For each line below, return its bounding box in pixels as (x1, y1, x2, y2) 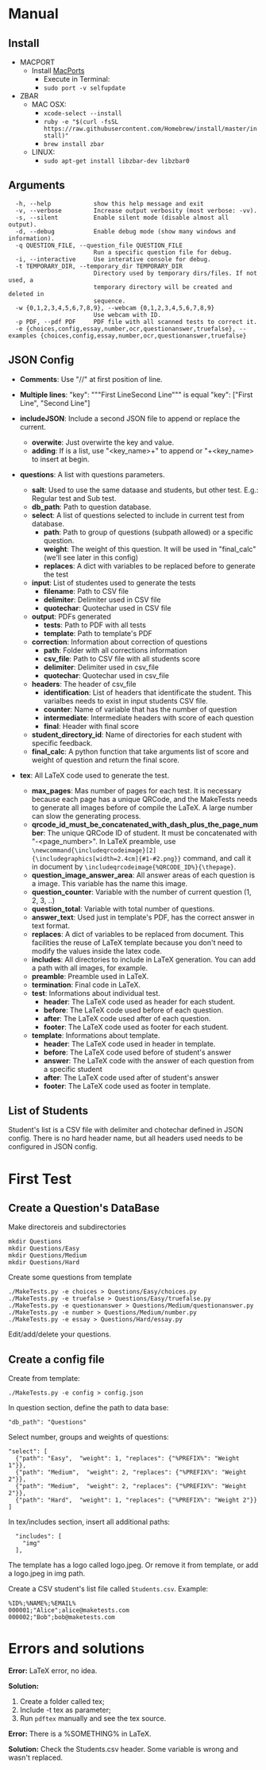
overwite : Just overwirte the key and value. (31, 438, 175, 447)
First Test (8, 1170, 72, 1188)
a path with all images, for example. (31, 962, 148, 973)
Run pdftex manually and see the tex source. (19, 1714, 167, 1723)
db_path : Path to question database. (31, 502, 152, 511)
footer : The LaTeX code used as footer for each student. (43, 1022, 229, 1032)
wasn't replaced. (8, 1753, 64, 1763)
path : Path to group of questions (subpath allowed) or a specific (43, 527, 254, 537)
